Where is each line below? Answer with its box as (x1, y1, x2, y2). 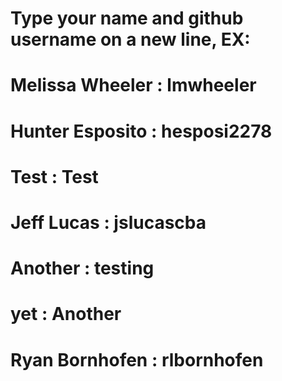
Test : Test (10, 165, 99, 188)
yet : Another (10, 303, 122, 326)
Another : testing (10, 257, 155, 280)
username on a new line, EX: (10, 28, 251, 51)
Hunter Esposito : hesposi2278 (10, 120, 273, 142)
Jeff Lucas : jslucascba (10, 211, 207, 234)
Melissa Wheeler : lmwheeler (10, 74, 257, 97)
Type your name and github (10, 7, 244, 30)
